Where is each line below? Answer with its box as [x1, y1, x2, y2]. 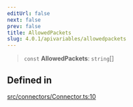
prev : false [7, 23, 41, 29]
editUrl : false [7, 10, 50, 17]
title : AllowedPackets [7, 29, 72, 36]
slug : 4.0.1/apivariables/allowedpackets [7, 36, 127, 43]
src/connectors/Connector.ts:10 [7, 92, 97, 100]
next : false [7, 16, 41, 23]
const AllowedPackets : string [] [23, 54, 115, 62]
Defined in [7, 74, 53, 86]
